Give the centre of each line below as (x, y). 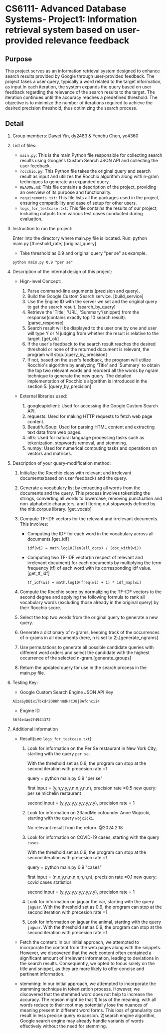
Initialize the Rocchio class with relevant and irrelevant (76, 473)
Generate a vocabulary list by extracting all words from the (80, 488)
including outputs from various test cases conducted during (81, 213)
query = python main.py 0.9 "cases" (65, 867)
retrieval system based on (60, 30)
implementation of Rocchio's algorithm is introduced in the (87, 381)
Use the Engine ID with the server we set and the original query (92, 301)
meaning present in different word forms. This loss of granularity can (90, 1010)
